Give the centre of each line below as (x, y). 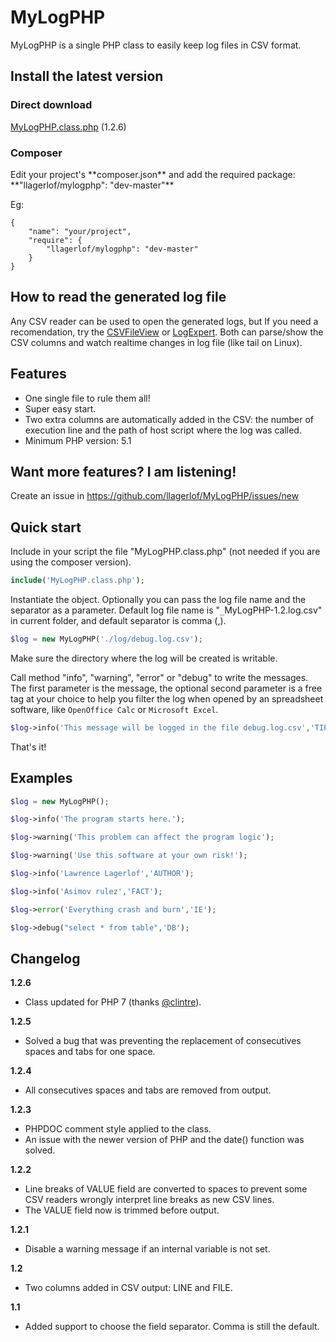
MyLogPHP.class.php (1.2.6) (68, 127)
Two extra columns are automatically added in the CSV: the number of (169, 419)
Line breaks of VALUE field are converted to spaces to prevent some (166, 1189)
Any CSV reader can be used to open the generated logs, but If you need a (164, 321)
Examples (41, 778)
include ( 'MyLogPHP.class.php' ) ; (77, 581)
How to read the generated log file (118, 297)
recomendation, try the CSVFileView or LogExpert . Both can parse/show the (167, 332)
